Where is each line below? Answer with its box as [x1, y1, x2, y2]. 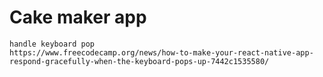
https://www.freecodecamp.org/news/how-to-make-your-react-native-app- [9, 47, 314, 58]
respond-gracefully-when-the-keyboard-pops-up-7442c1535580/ [9, 56, 270, 66]
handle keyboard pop [9, 39, 96, 49]
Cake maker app [9, 6, 147, 29]
